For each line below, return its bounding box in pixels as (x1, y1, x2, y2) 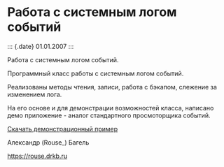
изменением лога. (7, 90, 62, 99)
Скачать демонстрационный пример (7, 124, 118, 133)
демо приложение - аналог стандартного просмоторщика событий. (7, 111, 211, 119)
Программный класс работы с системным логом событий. (7, 69, 184, 78)
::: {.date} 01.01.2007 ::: (7, 42, 74, 50)
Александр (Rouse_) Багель (7, 138, 90, 147)
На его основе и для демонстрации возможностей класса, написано (7, 103, 214, 112)
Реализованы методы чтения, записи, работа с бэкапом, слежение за (7, 82, 217, 91)
